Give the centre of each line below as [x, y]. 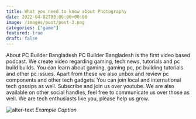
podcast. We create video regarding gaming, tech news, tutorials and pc [93, 61]
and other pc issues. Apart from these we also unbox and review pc [88, 74]
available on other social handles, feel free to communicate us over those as [98, 92]
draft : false [22, 38]
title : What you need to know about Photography [66, 11]
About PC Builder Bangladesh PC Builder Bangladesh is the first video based [98, 55]
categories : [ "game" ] [32, 28]
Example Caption [56, 110]
